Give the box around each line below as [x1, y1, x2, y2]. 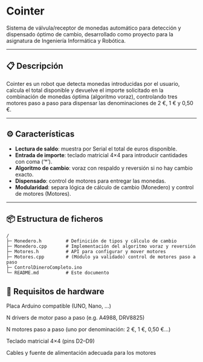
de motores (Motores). [14, 190, 71, 197]
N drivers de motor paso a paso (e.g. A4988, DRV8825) [6, 314, 145, 322]
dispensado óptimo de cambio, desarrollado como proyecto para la [6, 30, 173, 37]
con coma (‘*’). [14, 158, 53, 165]
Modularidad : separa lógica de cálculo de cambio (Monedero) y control [14, 183, 194, 191]
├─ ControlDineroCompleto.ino [6, 265, 83, 271]
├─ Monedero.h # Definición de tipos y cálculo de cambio [6, 238, 177, 244]
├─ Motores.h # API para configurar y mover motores [6, 249, 166, 255]
